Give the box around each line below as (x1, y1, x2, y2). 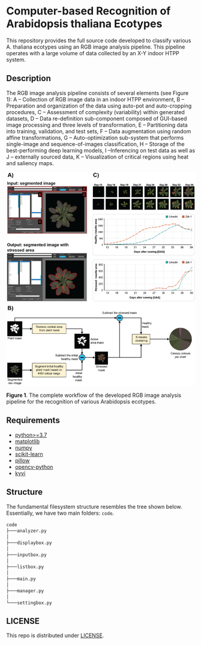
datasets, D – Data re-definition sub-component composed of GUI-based (6, 115, 187, 122)
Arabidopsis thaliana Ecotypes (6, 17, 163, 31)
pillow (14, 456, 30, 464)
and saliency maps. (6, 159, 54, 166)
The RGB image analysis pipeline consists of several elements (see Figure (6, 89, 189, 97)
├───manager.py (6, 587, 44, 594)
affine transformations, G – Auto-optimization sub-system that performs (6, 134, 184, 141)
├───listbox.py (6, 563, 44, 570)
